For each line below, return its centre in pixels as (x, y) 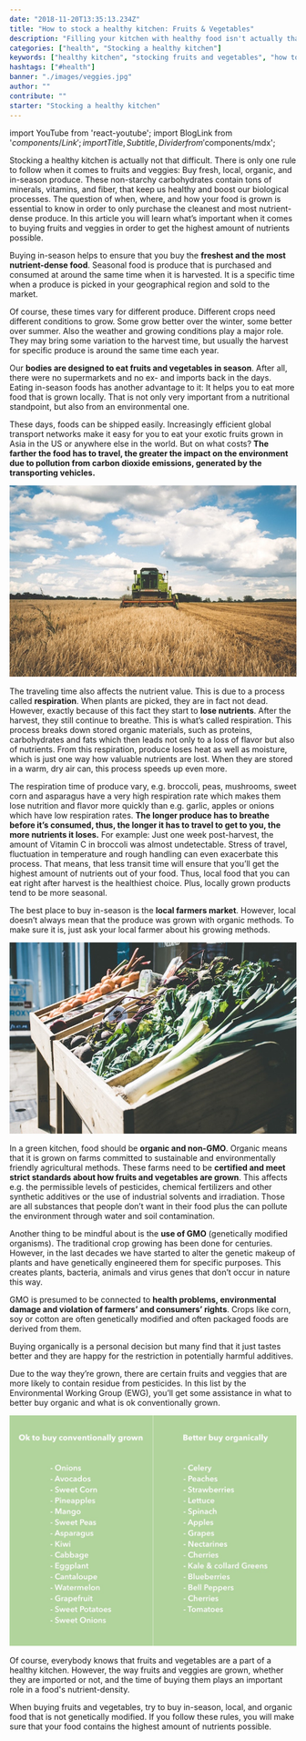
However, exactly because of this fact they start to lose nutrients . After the (150, 710)
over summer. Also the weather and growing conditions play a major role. (147, 331)
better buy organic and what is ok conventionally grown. (115, 1403)
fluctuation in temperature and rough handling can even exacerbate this (144, 854)
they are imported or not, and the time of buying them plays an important (146, 1680)
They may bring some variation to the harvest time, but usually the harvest (149, 341)
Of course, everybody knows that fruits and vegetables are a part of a (140, 1661)
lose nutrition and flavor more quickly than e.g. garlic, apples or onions (142, 805)
